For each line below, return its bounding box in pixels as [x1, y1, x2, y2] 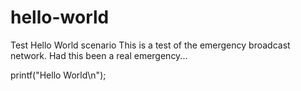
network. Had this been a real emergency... [10, 49, 188, 61]
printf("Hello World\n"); [10, 69, 107, 81]
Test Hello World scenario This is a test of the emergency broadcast [10, 39, 291, 51]
